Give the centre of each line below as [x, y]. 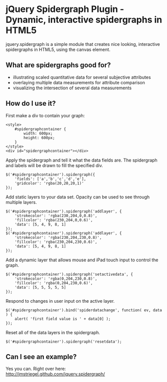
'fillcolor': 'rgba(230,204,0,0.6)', [54, 220]
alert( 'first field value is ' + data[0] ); [63, 319]
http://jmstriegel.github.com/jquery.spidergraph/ [55, 374]
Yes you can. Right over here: [36, 369]
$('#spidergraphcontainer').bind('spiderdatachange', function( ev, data [84, 310]
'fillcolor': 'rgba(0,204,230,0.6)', [54, 283]
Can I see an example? [41, 357]
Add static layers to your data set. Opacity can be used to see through [78, 197]
